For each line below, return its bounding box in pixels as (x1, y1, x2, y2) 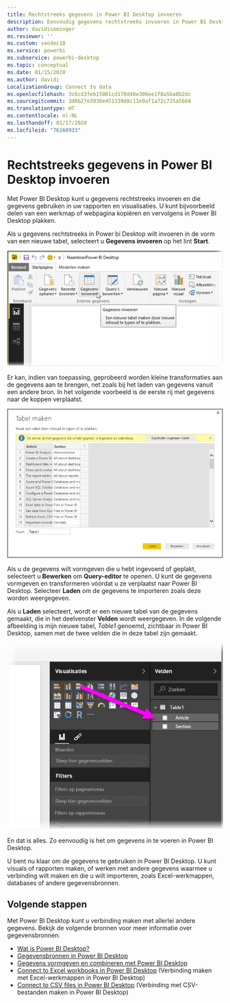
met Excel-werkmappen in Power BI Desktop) (16, 974, 146, 982)
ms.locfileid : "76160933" (7, 127, 81, 134)
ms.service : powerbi (7, 47, 66, 54)
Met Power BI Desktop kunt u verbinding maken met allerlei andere (7, 917, 196, 925)
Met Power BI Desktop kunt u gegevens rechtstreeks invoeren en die (7, 194, 201, 202)
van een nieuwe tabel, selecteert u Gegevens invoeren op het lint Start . (7, 237, 210, 245)
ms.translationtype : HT (7, 105, 75, 112)
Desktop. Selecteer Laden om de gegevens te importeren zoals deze (7, 586, 201, 594)
